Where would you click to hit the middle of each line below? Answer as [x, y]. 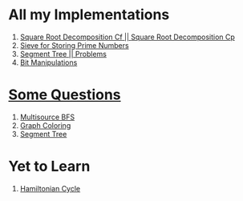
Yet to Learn [49, 167]
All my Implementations [89, 15]
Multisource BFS [47, 117]
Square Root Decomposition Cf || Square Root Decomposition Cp [127, 37]
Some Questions [65, 95]
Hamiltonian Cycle [50, 188]
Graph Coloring [45, 125]
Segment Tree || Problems [63, 54]
